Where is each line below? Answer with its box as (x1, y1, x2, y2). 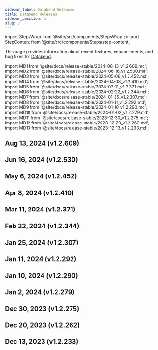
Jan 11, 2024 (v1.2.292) (5, 255, 77, 263)
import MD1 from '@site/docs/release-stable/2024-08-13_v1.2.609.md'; (5, 63, 147, 69)
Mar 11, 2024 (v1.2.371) (5, 205, 76, 214)
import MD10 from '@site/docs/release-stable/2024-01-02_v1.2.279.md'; (5, 110, 150, 116)
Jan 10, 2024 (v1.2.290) (5, 271, 78, 280)
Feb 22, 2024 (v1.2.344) (5, 222, 80, 230)
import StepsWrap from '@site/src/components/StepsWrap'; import (5, 34, 139, 40)
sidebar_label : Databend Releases (5, 7, 75, 12)
